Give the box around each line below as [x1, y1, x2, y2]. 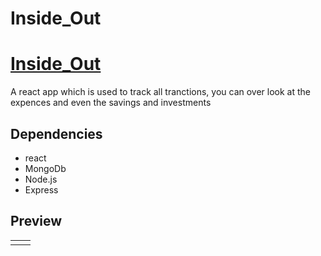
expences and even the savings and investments [10, 97, 212, 109]
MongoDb [24, 162, 67, 174]
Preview [10, 213, 63, 230]
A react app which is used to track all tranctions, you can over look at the [10, 86, 312, 98]
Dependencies [10, 125, 103, 142]
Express [24, 183, 59, 196]
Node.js [24, 173, 58, 185]
